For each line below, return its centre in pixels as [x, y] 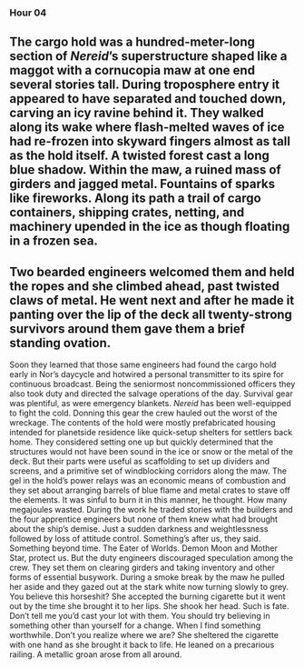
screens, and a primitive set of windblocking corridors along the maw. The [148, 471]
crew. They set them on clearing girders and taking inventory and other [142, 568]
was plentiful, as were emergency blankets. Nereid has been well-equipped [151, 404]
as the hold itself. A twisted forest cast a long [140, 156]
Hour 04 [28, 13]
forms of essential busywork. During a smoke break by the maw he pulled [147, 577]
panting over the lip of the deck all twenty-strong [151, 314]
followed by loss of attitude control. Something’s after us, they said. [135, 539]
